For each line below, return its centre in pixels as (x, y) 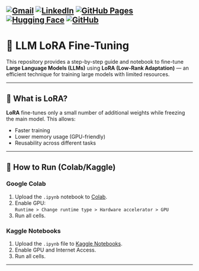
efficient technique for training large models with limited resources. (88, 74)
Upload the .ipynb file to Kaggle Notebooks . (68, 244)
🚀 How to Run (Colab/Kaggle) (61, 167)
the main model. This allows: (41, 119)
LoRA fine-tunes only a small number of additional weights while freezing (96, 113)
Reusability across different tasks (55, 143)
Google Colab (26, 184)
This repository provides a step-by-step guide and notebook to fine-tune (95, 62)
